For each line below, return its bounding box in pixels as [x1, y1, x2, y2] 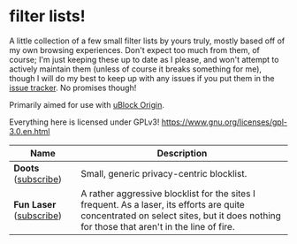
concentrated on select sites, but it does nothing [80, 210, 281, 222]
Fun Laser [13, 198, 57, 210]
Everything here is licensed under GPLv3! [9, 117, 160, 127]
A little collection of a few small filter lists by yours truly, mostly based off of [9, 35, 286, 46]
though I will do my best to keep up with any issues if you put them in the [9, 72, 276, 83]
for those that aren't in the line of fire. [80, 220, 235, 233]
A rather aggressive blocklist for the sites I [80, 187, 256, 200]
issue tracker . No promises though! [9, 82, 137, 93]
